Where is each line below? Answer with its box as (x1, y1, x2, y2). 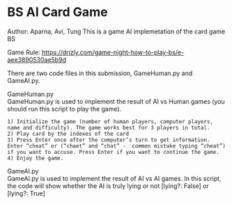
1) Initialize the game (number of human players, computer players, (7, 118, 214, 125)
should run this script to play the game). (7, 104, 122, 113)
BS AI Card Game (7, 4, 108, 20)
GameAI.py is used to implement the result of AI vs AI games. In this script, (7, 174, 222, 182)
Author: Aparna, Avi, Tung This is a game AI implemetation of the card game (7, 27, 226, 36)
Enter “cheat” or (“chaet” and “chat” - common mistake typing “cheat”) (7, 142, 226, 150)
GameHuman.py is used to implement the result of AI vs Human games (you (7, 97, 225, 105)
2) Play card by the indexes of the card (7, 130, 130, 137)
